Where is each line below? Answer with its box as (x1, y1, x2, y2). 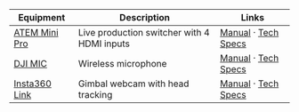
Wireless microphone (77, 58, 167, 69)
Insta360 (13, 77, 52, 90)
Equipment (17, 12, 66, 23)
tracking (77, 89, 113, 100)
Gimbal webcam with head (77, 77, 190, 90)
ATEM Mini (13, 27, 60, 38)
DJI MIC (13, 58, 47, 69)
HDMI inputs (77, 37, 131, 50)
